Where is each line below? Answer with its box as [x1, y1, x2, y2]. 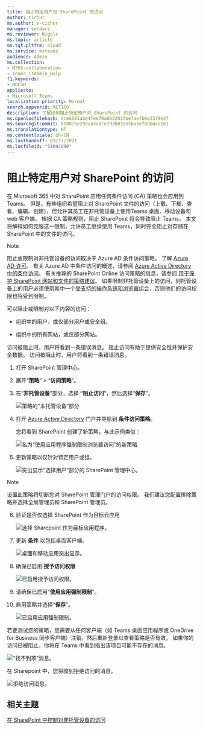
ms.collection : [7, 59, 45, 65]
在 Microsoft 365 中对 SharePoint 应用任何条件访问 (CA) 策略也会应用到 [7, 192, 184, 200]
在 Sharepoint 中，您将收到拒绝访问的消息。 [7, 667, 116, 674]
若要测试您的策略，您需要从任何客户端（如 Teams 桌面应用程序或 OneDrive [7, 626, 194, 634]
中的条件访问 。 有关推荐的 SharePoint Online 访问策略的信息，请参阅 [7, 270, 177, 277]
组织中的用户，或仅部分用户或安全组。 [15, 318, 111, 325]
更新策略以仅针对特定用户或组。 [15, 453, 95, 461]
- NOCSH [7, 82, 27, 88]
